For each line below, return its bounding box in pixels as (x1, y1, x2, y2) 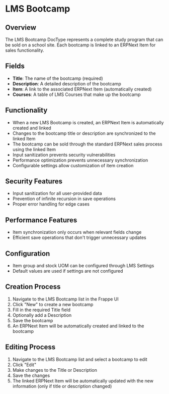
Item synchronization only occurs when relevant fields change (12, 229, 142, 235)
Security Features (5, 177, 63, 186)
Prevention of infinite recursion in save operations (12, 195, 116, 202)
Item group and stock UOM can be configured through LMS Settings (12, 263, 154, 269)
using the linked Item (12, 146, 56, 152)
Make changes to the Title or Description (12, 367, 97, 373)
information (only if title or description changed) (12, 383, 112, 389)
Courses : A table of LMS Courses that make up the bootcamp (12, 91, 141, 97)
